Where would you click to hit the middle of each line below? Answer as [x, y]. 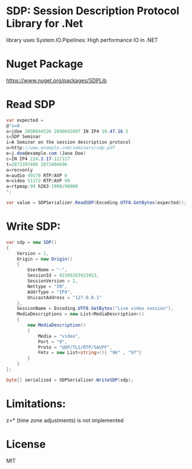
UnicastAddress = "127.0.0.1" [65, 297]
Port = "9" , [52, 342]
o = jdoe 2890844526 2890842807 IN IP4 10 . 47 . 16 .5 [67, 131]
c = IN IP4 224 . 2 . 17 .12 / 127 [38, 159]
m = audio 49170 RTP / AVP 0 [37, 175]
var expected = [25, 120]
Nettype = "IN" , [47, 286]
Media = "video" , [59, 336]
